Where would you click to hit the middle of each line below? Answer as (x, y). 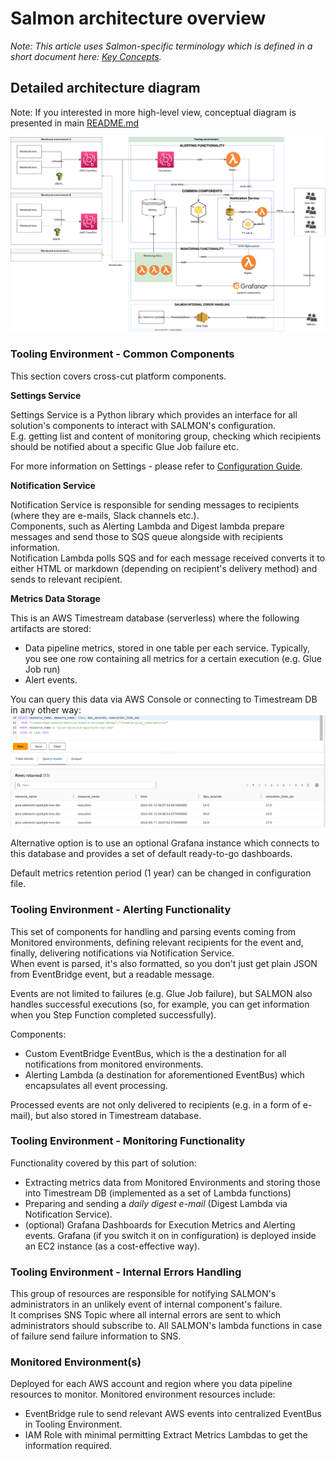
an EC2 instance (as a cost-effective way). (112, 1246)
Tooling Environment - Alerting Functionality (121, 910)
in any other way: (46, 709)
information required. (68, 1446)
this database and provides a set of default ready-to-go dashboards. (151, 854)
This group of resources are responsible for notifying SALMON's (143, 1294)
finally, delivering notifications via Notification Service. (122, 953)
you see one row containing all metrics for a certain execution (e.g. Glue (173, 658)
